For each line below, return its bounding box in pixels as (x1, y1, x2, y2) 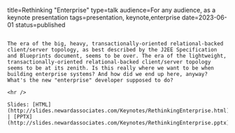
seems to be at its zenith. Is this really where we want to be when (7, 65, 215, 72)
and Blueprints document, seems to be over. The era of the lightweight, (7, 52, 227, 59)
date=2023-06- (181, 13, 227, 22)
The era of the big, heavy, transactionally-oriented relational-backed (7, 40, 224, 47)
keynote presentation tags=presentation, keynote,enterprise (7, 13, 180, 22)
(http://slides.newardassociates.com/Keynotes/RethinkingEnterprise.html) (7, 107, 230, 114)
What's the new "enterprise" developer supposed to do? (7, 77, 173, 84)
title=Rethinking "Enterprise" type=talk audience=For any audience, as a (7, 6, 216, 14)
